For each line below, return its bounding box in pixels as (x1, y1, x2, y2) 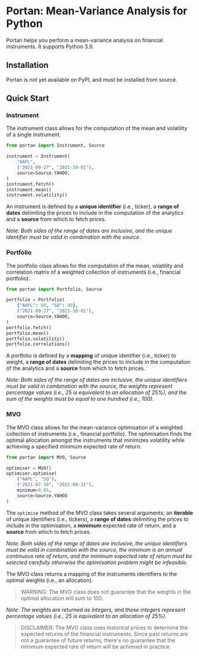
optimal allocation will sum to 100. (20, 595, 104, 602)
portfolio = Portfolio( (6, 297, 65, 303)
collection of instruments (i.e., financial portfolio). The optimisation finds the (6, 430, 192, 437)
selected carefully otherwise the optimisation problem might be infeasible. (6, 559, 188, 566)
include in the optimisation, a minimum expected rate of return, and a (6, 522, 176, 529)
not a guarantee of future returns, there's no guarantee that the (20, 636, 175, 643)
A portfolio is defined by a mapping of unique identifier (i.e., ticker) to (6, 352, 176, 359)
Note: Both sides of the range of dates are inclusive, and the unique (6, 227, 172, 234)
